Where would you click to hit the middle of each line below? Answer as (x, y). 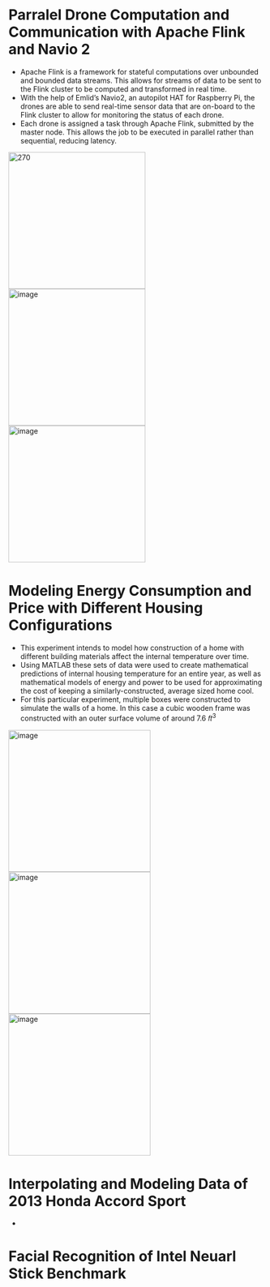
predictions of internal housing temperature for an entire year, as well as (141, 673)
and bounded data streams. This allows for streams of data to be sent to (141, 80)
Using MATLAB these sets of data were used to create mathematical (134, 665)
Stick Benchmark (67, 1273)
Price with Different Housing (106, 608)
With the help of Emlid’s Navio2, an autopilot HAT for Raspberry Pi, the (137, 97)
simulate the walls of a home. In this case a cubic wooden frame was (135, 708)
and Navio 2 (49, 49)
